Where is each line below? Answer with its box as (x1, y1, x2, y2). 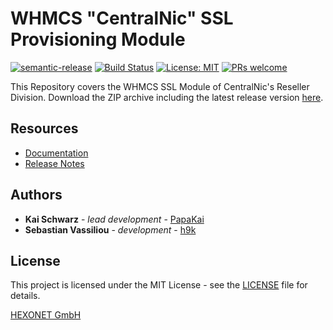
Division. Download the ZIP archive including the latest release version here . (10, 91, 324, 103)
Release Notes (24, 157, 85, 169)
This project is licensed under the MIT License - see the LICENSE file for (10, 279, 308, 291)
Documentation (24, 147, 89, 159)
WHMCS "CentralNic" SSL (10, 7, 234, 30)
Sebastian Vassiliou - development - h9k (24, 223, 197, 236)
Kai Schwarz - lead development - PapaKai (24, 213, 205, 225)
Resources (10, 120, 79, 137)
